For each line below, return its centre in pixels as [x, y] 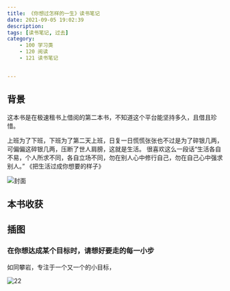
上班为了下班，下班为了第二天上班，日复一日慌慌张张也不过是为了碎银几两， [115, 140]
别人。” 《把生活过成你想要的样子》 [56, 166]
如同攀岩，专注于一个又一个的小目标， [61, 267]
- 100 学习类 [36, 45]
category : [21, 39]
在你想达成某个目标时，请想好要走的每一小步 [81, 251]
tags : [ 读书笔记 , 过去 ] [38, 33]
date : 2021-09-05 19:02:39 [46, 20]
